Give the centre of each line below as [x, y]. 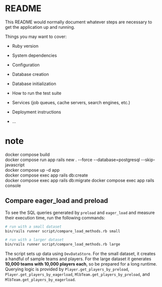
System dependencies [34, 55]
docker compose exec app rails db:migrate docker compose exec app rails [80, 180]
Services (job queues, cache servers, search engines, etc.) [71, 102]
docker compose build [27, 154]
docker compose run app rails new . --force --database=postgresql [73, 160]
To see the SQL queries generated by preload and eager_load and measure [80, 213]
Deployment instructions [37, 112]
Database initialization [34, 84]
